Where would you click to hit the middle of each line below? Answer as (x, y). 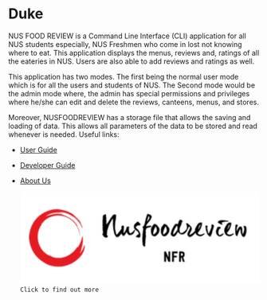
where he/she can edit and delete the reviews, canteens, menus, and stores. (133, 102)
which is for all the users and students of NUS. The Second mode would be (132, 85)
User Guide (38, 150)
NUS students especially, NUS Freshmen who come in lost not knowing (125, 44)
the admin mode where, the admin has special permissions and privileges (129, 93)
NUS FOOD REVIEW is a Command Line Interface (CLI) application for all (128, 36)
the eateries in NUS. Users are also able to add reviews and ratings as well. (132, 61)
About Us (35, 181)
